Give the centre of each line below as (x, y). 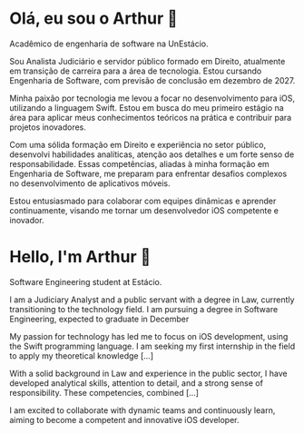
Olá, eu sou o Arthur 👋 (94, 19)
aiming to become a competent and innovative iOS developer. (124, 419)
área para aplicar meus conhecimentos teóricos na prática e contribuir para (151, 117)
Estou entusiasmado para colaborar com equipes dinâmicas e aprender (143, 201)
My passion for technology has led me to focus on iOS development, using (149, 336)
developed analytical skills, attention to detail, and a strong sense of (136, 383)
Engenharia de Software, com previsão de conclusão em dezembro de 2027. (152, 80)
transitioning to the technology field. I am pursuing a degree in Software (144, 309)
